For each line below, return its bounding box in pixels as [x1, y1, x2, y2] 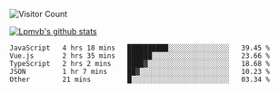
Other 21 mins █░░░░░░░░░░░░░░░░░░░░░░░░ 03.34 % [9, 75, 271, 84]
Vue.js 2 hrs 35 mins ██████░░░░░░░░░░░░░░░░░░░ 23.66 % [9, 51, 271, 60]
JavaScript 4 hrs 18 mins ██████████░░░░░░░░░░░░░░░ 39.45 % [9, 43, 271, 52]
